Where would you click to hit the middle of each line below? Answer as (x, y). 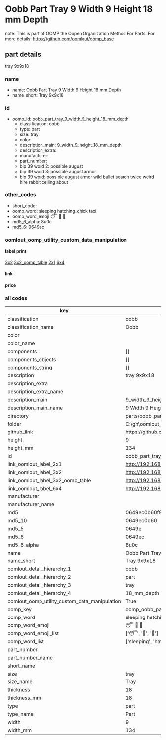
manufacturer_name (31, 504)
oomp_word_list (26, 642)
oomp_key (20, 610)
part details (23, 54)
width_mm (20, 730)
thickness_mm (24, 698)
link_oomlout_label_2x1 (35, 464)
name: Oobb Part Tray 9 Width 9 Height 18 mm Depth (66, 90)
